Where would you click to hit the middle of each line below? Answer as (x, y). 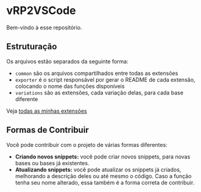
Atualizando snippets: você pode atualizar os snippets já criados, (98, 169)
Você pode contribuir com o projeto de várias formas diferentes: (87, 144)
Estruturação (32, 47)
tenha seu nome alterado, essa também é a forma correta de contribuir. (105, 182)
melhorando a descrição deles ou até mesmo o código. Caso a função (103, 176)
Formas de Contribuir (48, 130)
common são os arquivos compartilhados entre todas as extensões (97, 73)
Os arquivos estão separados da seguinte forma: (68, 61)
